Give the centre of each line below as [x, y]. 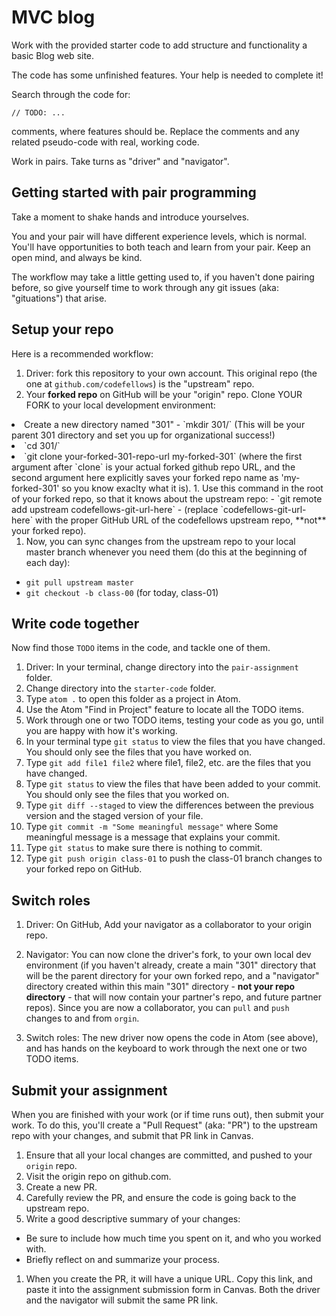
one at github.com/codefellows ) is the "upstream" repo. [140, 383]
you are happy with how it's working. [101, 731]
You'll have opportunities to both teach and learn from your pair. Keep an [161, 247]
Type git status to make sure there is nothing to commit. [144, 848]
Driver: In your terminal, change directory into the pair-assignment [162, 667]
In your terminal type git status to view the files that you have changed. [175, 742]
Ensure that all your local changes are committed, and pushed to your [169, 1155]
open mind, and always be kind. [77, 257]
